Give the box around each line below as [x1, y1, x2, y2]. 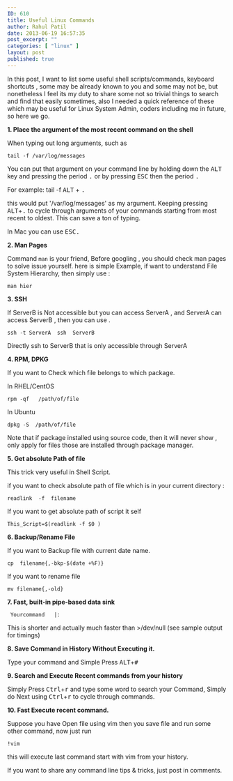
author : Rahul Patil [7, 23, 67, 30]
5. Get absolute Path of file [7, 454, 86, 462]
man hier [7, 282, 33, 289]
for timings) [7, 630, 40, 639]
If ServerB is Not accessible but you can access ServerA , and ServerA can [7, 308, 223, 317]
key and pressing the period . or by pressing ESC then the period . [7, 172, 200, 180]
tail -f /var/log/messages [7, 152, 86, 159]
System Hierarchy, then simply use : [7, 269, 111, 278]
